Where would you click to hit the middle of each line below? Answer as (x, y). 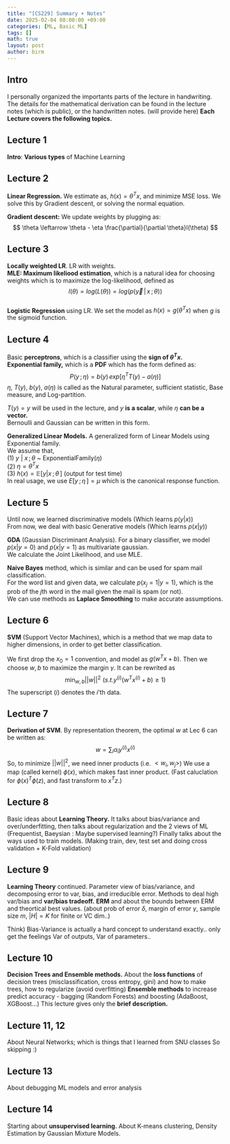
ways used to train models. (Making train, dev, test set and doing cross (107, 841)
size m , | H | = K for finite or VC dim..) (59, 916)
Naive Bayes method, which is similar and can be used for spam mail (105, 568)
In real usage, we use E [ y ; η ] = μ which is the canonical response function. (113, 481)
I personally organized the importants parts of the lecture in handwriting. (110, 96)
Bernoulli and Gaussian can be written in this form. (78, 422)
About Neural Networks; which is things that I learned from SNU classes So (114, 1042)
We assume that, (31, 450)
